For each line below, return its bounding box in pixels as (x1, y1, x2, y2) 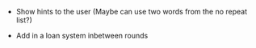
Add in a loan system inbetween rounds (15, 31, 149, 40)
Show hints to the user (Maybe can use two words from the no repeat (15, 7, 248, 16)
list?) (15, 15, 32, 25)
